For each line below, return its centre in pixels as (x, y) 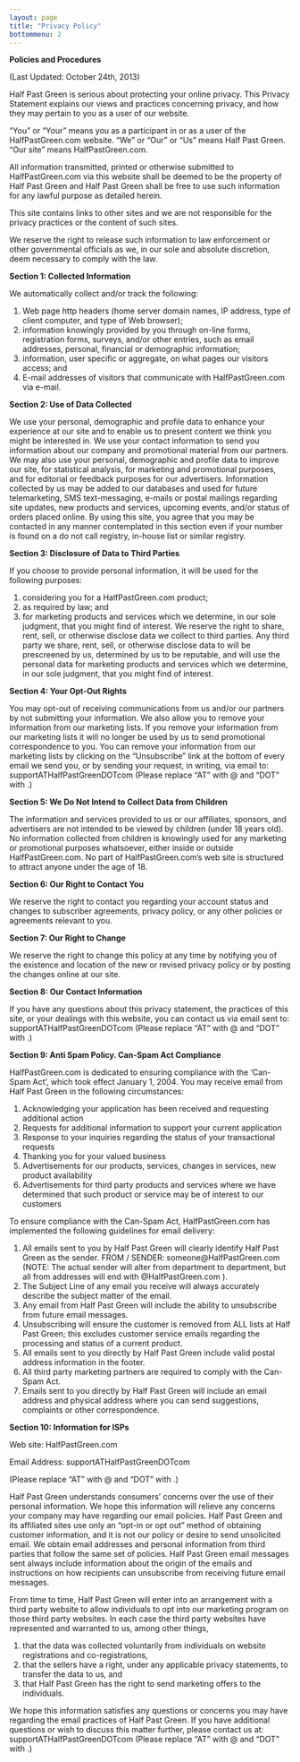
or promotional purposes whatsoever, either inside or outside (121, 848)
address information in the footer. (83, 1362)
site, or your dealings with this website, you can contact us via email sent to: (150, 1019)
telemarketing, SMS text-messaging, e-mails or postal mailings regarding (144, 498)
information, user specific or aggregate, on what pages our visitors (145, 358)
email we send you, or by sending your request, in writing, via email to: (139, 766)
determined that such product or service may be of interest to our (143, 1195)
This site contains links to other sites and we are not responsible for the (141, 213)
